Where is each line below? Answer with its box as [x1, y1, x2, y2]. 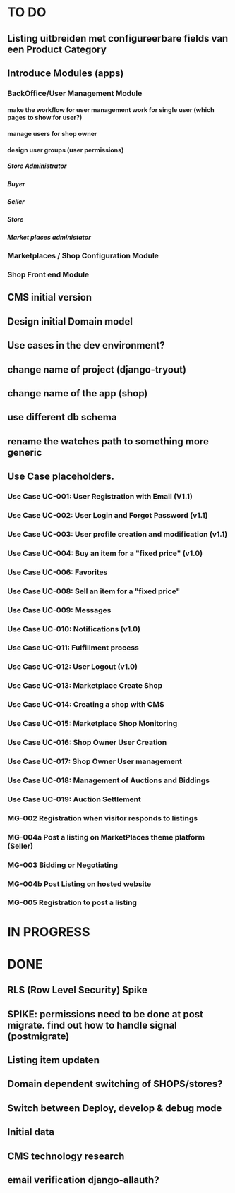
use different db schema [7, 411, 117, 423]
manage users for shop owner [7, 130, 97, 138]
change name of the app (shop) [7, 387, 148, 399]
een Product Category [7, 43, 107, 55]
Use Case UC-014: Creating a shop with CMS [7, 700, 164, 710]
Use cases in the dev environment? [7, 339, 166, 351]
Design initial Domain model [7, 315, 133, 327]
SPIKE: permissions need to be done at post [7, 1008, 203, 1020]
